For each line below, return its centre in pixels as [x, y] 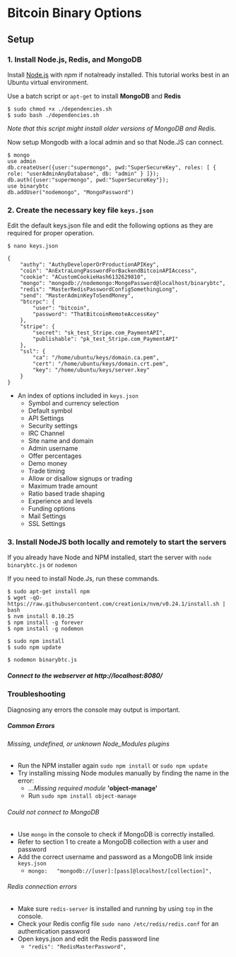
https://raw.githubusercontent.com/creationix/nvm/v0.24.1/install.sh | [117, 604]
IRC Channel [46, 433]
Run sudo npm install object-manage [82, 796]
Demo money [48, 464]
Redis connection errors [42, 887]
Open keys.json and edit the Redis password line [88, 939]
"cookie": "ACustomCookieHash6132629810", [83, 277]
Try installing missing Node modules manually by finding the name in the [123, 773]
